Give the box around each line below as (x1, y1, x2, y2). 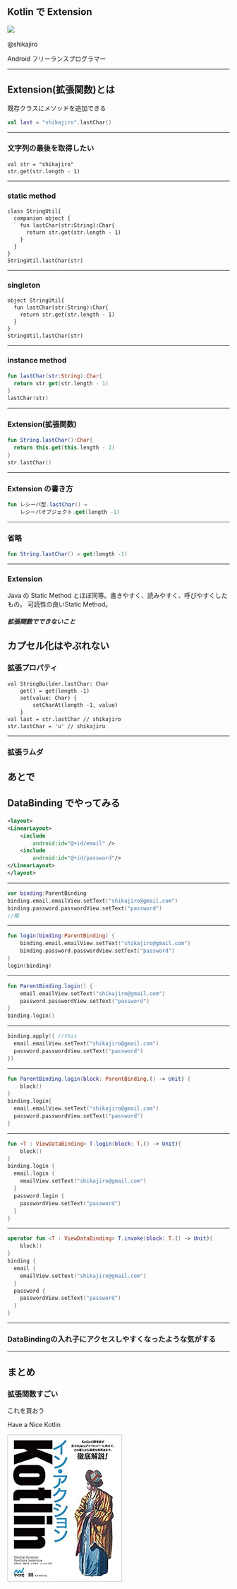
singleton (7, 281, 41, 291)
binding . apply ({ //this (7, 1033, 78, 1040)
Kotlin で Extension (7, 6, 93, 18)
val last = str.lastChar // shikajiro (7, 715, 121, 722)
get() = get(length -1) (20, 687, 90, 694)
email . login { (13, 1170, 55, 1178)
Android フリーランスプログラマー (7, 54, 107, 63)
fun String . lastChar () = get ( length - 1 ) (7, 551, 128, 558)
